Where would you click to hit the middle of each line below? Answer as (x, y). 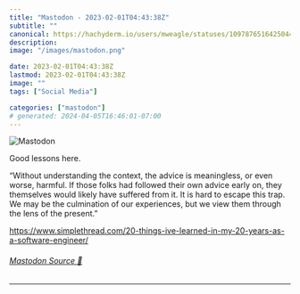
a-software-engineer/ (49, 241)
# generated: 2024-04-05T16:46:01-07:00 (86, 116)
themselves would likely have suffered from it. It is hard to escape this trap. (147, 195)
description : (33, 42)
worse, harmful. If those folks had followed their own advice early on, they (146, 185)
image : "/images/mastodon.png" (67, 51)
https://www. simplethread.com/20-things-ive (93, 231)
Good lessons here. (45, 159)
